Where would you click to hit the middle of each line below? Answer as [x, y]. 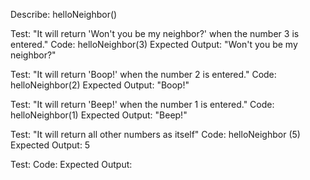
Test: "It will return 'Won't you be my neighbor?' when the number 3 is [155, 33]
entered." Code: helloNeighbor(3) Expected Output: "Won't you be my [154, 44]
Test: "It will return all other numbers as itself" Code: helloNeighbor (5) [155, 134]
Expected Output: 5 [50, 145]
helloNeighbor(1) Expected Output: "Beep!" [99, 115]
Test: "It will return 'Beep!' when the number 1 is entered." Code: [142, 104]
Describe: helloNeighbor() [64, 14]
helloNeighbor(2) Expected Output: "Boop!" [100, 85]
